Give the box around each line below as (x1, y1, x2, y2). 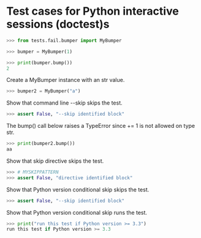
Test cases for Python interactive (6, 4, 179, 18)
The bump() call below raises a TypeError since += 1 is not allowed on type (6, 122, 195, 130)
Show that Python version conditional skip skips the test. (6, 185, 150, 193)
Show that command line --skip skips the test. (6, 99, 123, 106)
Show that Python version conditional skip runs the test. (6, 209, 148, 216)
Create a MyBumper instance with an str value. (6, 76, 125, 84)
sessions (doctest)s (6, 17, 110, 31)
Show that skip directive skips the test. (6, 157, 104, 165)
